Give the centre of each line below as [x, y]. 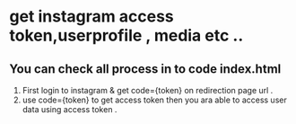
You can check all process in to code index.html [145, 69]
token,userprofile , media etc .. [126, 35]
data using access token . [70, 109]
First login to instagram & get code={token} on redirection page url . [148, 90]
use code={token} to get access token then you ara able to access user [154, 100]
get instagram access [92, 17]
